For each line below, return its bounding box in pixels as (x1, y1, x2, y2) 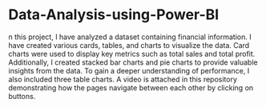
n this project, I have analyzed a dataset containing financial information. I (8, 32, 252, 42)
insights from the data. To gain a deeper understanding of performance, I (8, 65, 250, 75)
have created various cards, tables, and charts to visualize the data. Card (8, 40, 250, 50)
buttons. (8, 91, 36, 101)
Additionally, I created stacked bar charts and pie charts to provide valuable (8, 57, 258, 67)
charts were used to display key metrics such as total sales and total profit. (8, 49, 256, 58)
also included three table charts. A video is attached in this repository (8, 74, 238, 84)
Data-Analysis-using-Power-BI (8, 6, 220, 24)
